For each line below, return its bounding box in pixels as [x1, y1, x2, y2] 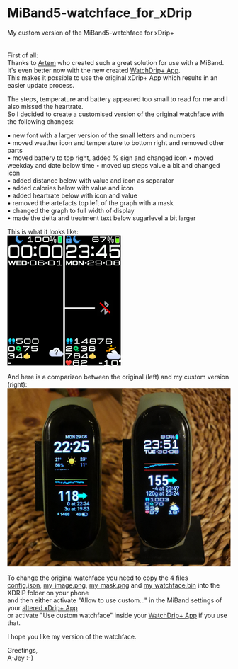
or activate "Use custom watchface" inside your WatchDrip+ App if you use [7, 611, 228, 620]
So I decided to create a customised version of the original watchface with [7, 110, 225, 118]
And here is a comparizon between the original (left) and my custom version [7, 372, 229, 381]
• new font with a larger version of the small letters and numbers [7, 131, 196, 139]
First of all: [7, 51, 39, 59]
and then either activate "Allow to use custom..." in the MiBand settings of [7, 596, 222, 605]
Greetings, [7, 646, 38, 655]
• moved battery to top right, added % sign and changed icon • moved [7, 154, 214, 162]
